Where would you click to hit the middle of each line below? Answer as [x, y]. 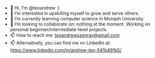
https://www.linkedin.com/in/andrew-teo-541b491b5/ [66, 50]
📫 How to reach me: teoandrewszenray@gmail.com [65, 35]
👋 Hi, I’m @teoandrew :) [35, 8]
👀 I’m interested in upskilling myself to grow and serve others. [75, 13]
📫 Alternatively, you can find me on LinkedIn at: [60, 43]
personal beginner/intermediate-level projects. [59, 30]
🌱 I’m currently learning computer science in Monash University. [77, 19]
